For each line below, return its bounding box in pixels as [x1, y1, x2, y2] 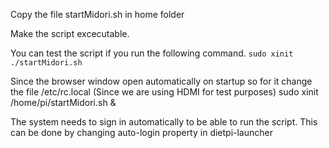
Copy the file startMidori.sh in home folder [10, 9, 185, 20]
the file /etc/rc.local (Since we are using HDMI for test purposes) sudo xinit [10, 86, 319, 98]
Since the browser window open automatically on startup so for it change [10, 75, 313, 87]
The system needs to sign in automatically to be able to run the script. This [10, 116, 318, 128]
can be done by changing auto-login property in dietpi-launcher [10, 127, 273, 138]
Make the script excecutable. [10, 28, 130, 39]
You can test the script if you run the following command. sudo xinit [10, 47, 294, 59]
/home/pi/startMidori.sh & [10, 97, 117, 108]
